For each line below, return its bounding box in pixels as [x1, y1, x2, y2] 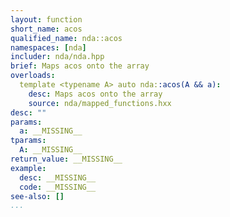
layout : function [10, 14, 83, 25]
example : [10, 163, 47, 173]
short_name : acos [10, 24, 83, 34]
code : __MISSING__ [19, 182, 97, 192]
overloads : [10, 71, 56, 81]
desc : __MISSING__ [19, 172, 97, 183]
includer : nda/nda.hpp [10, 52, 105, 62]
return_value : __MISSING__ [10, 154, 123, 164]
